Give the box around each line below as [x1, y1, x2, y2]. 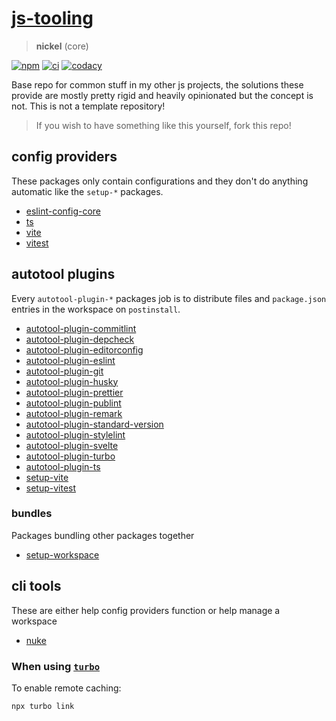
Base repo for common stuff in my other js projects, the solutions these [11, 78, 304, 91]
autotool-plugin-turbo [25, 450, 116, 462]
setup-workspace [25, 548, 100, 561]
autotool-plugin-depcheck [25, 333, 135, 345]
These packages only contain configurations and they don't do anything [11, 175, 309, 187]
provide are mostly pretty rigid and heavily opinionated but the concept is [11, 89, 314, 101]
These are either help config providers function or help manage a [11, 604, 281, 616]
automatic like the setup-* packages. [11, 185, 164, 197]
